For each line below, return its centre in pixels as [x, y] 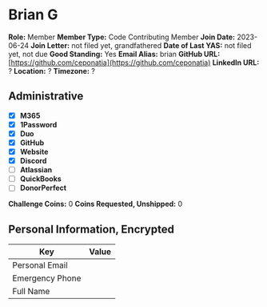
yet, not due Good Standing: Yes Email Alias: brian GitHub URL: [114, 54]
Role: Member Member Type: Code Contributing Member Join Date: [122, 37]
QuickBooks [40, 179]
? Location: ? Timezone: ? [52, 71]
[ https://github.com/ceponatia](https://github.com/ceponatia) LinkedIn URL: [134, 63]
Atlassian [36, 170]
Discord [33, 161]
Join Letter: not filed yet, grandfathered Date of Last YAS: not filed [141, 45]
